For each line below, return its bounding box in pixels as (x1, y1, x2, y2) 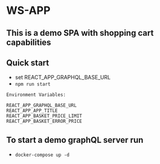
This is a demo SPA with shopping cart (6, 28, 154, 38)
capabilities (6, 37, 51, 47)
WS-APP (6, 4, 51, 18)
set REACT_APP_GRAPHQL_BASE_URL (14, 74, 111, 81)
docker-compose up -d (14, 152, 69, 158)
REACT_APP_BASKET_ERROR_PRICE (6, 119, 83, 125)
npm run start (14, 81, 51, 88)
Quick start (6, 57, 50, 68)
